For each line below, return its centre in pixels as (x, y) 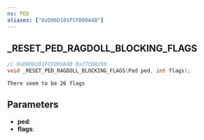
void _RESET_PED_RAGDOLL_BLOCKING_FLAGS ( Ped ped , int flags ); (99, 71)
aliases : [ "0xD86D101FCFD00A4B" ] (56, 20)
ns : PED (18, 14)
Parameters (33, 105)
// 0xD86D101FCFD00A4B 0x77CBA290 (57, 64)
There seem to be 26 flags (46, 84)
